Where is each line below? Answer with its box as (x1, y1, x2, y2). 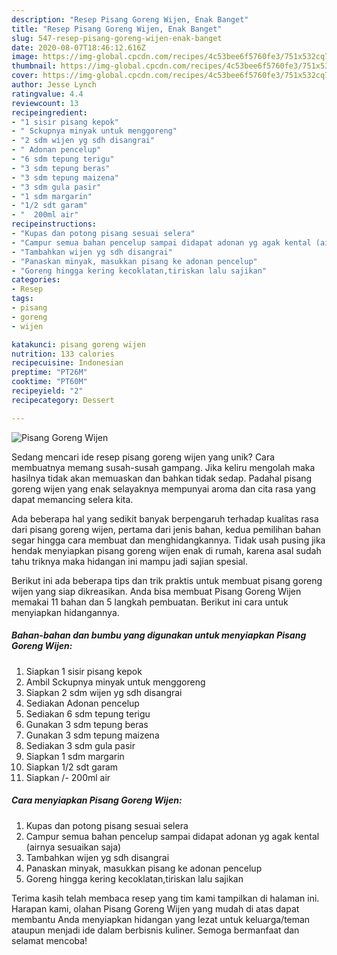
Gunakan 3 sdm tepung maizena (25, 729, 160, 741)
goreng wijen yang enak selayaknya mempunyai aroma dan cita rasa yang (11, 482, 316, 495)
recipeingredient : (11, 107, 88, 118)
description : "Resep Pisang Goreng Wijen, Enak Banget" (11, 14, 249, 25)
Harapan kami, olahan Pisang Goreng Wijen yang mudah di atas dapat (11, 902, 300, 915)
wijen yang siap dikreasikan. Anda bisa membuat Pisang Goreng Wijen (11, 585, 302, 597)
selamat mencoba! (11, 934, 88, 946)
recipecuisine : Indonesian (11, 358, 124, 368)
